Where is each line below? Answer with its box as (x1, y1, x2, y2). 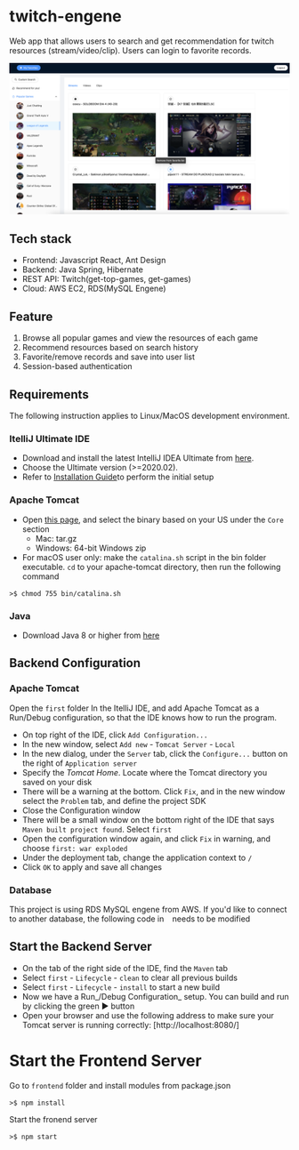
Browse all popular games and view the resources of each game (21, 333, 258, 343)
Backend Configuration (9, 655, 141, 671)
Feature (9, 309, 53, 324)
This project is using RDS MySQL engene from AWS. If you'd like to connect (9, 904, 287, 914)
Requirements (9, 387, 89, 402)
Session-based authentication (21, 361, 133, 372)
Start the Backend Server (9, 939, 153, 954)
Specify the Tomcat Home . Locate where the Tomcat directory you (21, 767, 268, 777)
